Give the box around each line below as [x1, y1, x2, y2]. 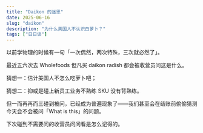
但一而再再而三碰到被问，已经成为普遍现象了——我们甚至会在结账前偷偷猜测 [6, 100, 198, 108]
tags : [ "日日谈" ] [6, 31, 47, 37]
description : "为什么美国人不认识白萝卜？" [6, 25, 106, 32]
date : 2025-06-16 [6, 15, 50, 21]
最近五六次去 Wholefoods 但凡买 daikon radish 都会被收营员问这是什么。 [6, 62, 188, 69]
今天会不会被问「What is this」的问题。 [6, 108, 105, 115]
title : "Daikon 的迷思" [6, 8, 64, 15]
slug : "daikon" [6, 20, 45, 26]
